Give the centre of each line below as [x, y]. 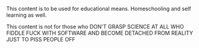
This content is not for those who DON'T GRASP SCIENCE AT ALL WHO [95, 27]
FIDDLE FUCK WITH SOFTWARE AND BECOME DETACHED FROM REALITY [100, 33]
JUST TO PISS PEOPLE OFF [41, 39]
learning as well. [27, 15]
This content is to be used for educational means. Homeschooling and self [99, 9]
